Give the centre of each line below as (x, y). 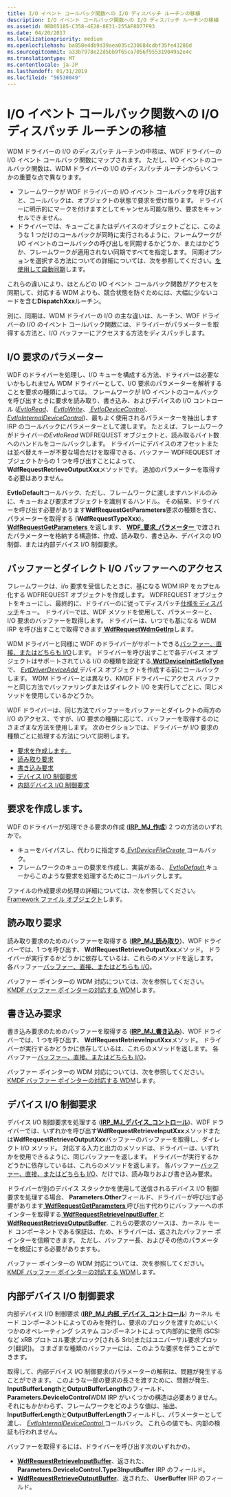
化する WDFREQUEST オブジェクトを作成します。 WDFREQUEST (99, 595)
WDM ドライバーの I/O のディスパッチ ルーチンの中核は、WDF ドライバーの (114, 152)
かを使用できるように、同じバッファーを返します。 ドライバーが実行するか (113, 1157)
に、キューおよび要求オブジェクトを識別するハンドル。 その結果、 (101, 502)
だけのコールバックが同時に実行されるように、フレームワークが (131, 235)
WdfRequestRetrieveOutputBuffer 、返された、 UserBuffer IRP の (111, 1478)
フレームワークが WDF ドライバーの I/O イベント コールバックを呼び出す (120, 192)
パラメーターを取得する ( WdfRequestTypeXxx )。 (77, 519)
